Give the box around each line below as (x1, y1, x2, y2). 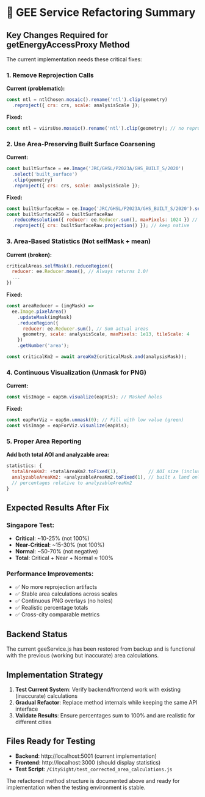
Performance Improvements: (6, 569, 94, 578)
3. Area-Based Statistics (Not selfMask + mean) (6, 237, 151, 245)
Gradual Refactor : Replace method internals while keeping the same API (15, 699, 198, 706)
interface (15, 705, 38, 713)
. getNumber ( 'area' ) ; (17, 343, 70, 349)
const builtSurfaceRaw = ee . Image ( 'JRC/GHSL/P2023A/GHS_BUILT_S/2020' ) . (6, 205, 195, 212)
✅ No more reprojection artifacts (15, 583, 98, 591)
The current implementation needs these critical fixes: (6, 56, 142, 63)
